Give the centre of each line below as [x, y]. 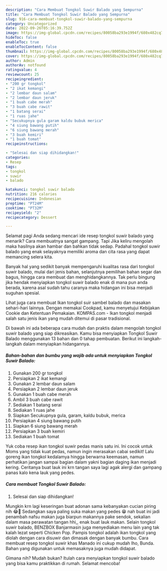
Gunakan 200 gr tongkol [38, 373]
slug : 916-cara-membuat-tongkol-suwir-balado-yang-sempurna [69, 19]
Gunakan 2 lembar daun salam [44, 384]
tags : [11, 167]
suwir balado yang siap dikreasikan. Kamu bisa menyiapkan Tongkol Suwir [82, 333]
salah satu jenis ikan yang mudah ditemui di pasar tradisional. [68, 318]
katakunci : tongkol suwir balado [40, 190]
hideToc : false [21, 38]
